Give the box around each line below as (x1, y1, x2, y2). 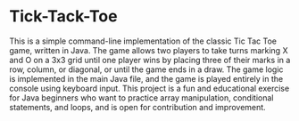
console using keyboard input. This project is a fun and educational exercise (9, 83, 290, 93)
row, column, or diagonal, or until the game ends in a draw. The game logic (9, 64, 284, 75)
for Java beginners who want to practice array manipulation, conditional (9, 92, 274, 103)
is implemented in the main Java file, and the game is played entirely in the (9, 73, 284, 84)
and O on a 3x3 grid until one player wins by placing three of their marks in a (9, 54, 291, 65)
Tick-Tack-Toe (9, 6, 118, 27)
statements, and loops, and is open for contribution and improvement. (9, 101, 266, 112)
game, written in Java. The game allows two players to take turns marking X (9, 44, 288, 55)
